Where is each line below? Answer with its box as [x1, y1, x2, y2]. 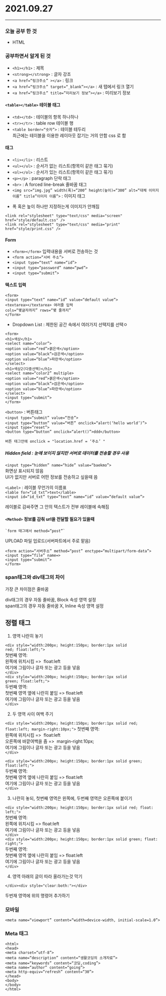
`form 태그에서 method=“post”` [5, 528, 66, 533]
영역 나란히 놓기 [12, 633, 43, 639]
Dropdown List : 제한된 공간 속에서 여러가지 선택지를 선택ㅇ [12, 322, 127, 328]
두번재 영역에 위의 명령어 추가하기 [5, 892, 70, 898]
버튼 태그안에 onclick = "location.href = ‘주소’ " [5, 439, 105, 444]
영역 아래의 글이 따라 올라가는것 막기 [12, 873, 83, 879]
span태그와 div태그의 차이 [5, 574, 65, 581]
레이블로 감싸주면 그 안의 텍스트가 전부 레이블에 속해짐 [5, 504, 110, 510]
